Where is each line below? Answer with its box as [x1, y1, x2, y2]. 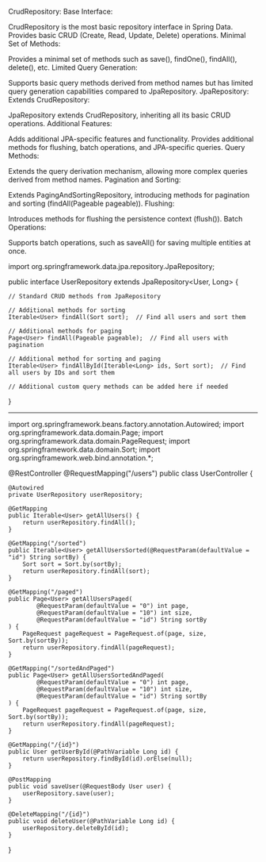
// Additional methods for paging [8, 327, 123, 335]
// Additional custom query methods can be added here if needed [8, 383, 228, 391]
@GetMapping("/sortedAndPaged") [8, 664, 115, 672]
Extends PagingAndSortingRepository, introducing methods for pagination [8, 190, 250, 199]
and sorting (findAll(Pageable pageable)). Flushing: [8, 198, 175, 208]
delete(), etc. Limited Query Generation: [8, 63, 139, 72]
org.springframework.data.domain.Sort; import [8, 444, 161, 454]
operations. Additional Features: [8, 119, 112, 128]
